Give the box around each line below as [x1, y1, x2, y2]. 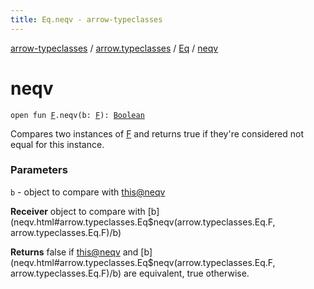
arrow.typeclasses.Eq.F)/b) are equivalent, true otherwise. [10, 267, 250, 279]
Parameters [10, 163, 68, 177]
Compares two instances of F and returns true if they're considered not [10, 127, 304, 140]
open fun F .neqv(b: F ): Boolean [10, 110, 145, 120]
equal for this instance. [10, 138, 105, 150]
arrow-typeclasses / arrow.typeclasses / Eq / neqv [10, 42, 219, 54]
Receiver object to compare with [10, 205, 146, 217]
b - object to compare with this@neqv [10, 186, 166, 198]
